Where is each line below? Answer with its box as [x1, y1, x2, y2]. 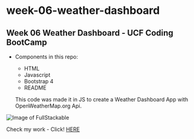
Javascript [24, 71, 51, 79]
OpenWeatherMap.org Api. [15, 102, 82, 109]
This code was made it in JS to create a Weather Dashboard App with [15, 96, 189, 103]
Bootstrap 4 [24, 78, 54, 85]
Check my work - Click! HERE [6, 126, 80, 133]
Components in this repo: [15, 53, 79, 60]
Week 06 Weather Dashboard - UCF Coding [6, 28, 173, 38]
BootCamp [6, 37, 47, 47]
